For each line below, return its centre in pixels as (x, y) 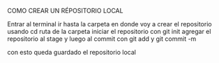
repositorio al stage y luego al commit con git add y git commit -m (102, 39)
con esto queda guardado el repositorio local (71, 52)
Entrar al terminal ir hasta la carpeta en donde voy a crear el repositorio (109, 24)
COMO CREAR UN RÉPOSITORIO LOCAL (65, 11)
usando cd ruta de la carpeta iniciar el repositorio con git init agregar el (109, 31)
